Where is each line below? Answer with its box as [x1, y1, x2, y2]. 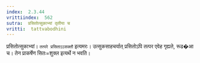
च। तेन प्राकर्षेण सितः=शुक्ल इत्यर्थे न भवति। [6, 50, 91, 57]
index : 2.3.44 [6, 8, 45, 15]
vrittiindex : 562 [6, 15, 53, 21]
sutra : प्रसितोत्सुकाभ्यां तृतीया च [6, 20, 71, 26]
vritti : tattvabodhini [6, 25, 67, 32]
